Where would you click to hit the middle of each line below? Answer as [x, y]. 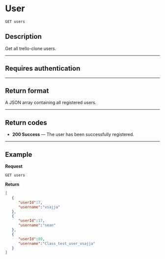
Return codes [26, 122]
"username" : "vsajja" [39, 207]
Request [14, 166]
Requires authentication [43, 68]
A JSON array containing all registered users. [51, 103]
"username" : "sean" [37, 225]
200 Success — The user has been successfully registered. [73, 134]
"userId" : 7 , [30, 202]
